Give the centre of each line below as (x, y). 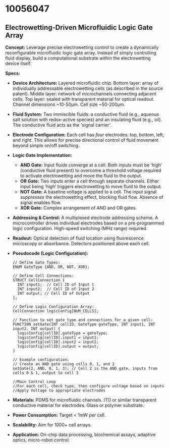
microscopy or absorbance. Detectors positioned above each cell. (81, 243)
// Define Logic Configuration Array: (53, 307)
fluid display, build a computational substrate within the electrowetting (78, 58)
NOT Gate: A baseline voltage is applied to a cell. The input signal (88, 192)
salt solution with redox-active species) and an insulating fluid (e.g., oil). (87, 120)
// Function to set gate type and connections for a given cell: (82, 320)
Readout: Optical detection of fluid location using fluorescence (78, 238)
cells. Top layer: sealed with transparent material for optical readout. (83, 99)
